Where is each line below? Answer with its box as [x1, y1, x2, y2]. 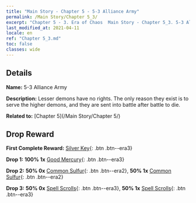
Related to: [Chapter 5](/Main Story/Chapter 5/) [6, 112, 121, 120]
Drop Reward [6, 129, 54, 139]
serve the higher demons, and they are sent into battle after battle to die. [6, 101, 181, 108]
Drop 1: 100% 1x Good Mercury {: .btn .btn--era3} [6, 156, 125, 163]
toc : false [6, 41, 33, 47]
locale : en [6, 30, 33, 36]
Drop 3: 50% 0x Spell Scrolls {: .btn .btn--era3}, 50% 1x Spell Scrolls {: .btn [6, 185, 185, 192]
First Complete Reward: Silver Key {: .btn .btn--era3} [6, 145, 133, 152]
